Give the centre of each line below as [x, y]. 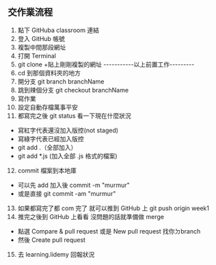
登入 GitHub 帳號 [41, 38]
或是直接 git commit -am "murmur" [67, 193]
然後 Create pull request [52, 240]
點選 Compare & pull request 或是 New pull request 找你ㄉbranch [109, 231]
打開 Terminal [37, 55]
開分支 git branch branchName [61, 81]
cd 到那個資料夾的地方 [49, 73]
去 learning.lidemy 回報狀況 [56, 254]
